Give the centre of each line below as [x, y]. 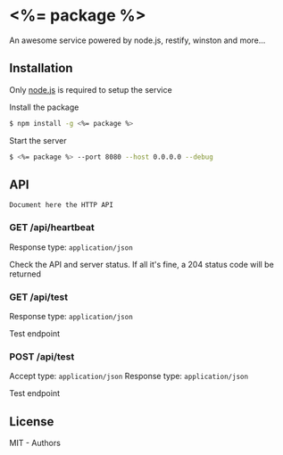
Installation [41, 68]
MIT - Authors [35, 443]
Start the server [38, 140]
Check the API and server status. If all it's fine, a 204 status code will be [141, 264]
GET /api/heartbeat [52, 227]
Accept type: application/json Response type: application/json [129, 376]
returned [25, 274]
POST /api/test [42, 356]
